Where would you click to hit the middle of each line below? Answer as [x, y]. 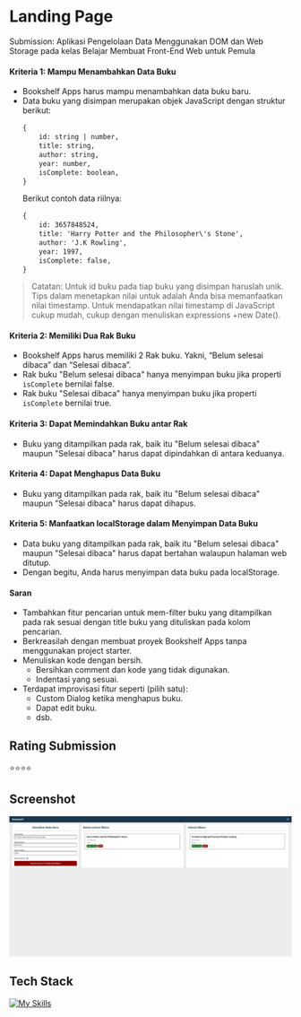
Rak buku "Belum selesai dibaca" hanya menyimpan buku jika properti [152, 375]
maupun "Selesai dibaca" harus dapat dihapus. [109, 503]
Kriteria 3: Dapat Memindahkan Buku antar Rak [99, 423]
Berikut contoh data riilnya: [72, 198]
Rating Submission [63, 746]
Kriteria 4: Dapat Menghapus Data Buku [85, 474]
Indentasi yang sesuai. [77, 680]
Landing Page [61, 17]
